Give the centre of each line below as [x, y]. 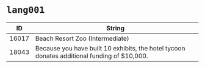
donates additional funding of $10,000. [92, 56]
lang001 [26, 10]
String [116, 28]
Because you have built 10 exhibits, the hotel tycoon [110, 48]
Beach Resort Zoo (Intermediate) [82, 38]
